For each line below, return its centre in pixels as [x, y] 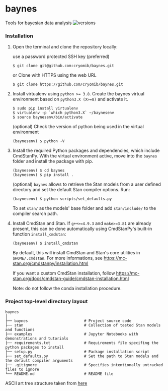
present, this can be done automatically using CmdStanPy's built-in [82, 229]
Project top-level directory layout [47, 302]
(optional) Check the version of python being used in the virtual [78, 127]
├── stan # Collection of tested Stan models [83, 325]
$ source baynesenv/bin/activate [48, 117]
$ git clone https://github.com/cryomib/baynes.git [68, 85]
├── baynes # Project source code [68, 321]
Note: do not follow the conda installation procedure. [67, 289]
